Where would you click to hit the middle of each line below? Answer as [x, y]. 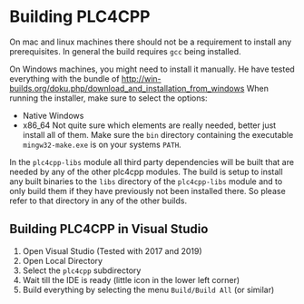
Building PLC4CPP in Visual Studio [109, 229]
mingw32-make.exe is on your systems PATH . [102, 144]
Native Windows [53, 115]
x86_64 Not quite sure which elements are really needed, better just [149, 125]
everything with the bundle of [64, 78]
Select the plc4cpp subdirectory [82, 270]
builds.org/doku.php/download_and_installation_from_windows [127, 88]
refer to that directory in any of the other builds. [98, 201]
